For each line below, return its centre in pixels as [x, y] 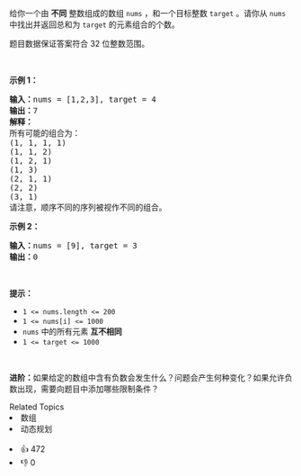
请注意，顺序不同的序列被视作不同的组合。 [88, 207]
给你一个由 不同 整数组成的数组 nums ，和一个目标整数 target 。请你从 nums [147, 13]
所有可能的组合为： [45, 133]
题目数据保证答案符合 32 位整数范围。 [80, 44]
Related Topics [37, 407]
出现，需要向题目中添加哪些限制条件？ [88, 389]
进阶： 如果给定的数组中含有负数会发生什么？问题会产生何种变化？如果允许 [147, 377]
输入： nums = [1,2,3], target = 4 [83, 99]
